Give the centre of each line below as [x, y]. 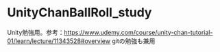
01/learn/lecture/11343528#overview [59, 41]
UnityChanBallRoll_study [80, 13]
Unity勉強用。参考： [36, 32]
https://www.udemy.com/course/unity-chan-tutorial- [138, 32]
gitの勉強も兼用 [134, 41]
